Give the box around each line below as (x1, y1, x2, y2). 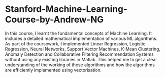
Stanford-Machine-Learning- (5, 3, 128, 15)
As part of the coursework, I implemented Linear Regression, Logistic (5, 40, 146, 46)
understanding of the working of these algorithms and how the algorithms (5, 62, 155, 68)
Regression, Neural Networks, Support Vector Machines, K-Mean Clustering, (5, 46, 161, 52)
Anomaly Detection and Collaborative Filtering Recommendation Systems (5, 51, 154, 57)
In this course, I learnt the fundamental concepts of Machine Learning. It (5, 30, 152, 36)
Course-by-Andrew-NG (5, 14, 104, 25)
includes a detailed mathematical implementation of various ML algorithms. (5, 36, 158, 41)
